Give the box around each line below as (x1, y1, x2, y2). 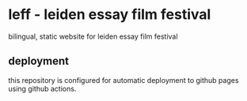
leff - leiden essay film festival (8, 6, 211, 24)
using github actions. (8, 84, 77, 93)
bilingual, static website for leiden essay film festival (8, 32, 178, 41)
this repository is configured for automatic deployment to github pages (8, 75, 239, 84)
